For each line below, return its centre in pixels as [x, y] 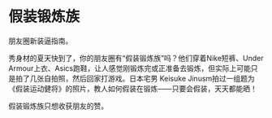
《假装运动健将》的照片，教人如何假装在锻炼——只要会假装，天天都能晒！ [133, 88]
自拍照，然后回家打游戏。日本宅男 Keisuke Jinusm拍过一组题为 [149, 78]
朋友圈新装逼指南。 [41, 41]
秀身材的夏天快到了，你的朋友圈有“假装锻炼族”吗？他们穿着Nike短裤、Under [136, 58]
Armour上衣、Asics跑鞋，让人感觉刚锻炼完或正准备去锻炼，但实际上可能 [130, 68]
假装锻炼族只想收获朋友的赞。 [58, 106]
